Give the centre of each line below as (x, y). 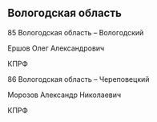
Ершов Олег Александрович (56, 48)
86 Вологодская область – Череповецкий (78, 79)
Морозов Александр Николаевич (64, 95)
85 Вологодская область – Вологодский (76, 32)
